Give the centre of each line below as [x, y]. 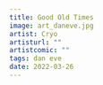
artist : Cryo [34, 34]
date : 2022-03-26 [42, 67]
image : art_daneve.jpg [51, 26]
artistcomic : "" [39, 50]
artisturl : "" [36, 42]
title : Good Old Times [51, 17]
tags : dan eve [36, 58]
